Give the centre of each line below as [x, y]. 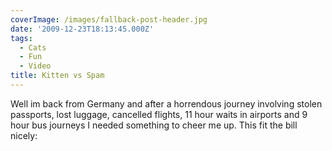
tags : [21, 38]
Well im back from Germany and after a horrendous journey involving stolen [166, 103]
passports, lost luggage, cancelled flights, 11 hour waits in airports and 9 [159, 114]
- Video [35, 66]
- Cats [33, 47]
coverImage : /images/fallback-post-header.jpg [109, 19]
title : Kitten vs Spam [57, 76]
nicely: [24, 135]
